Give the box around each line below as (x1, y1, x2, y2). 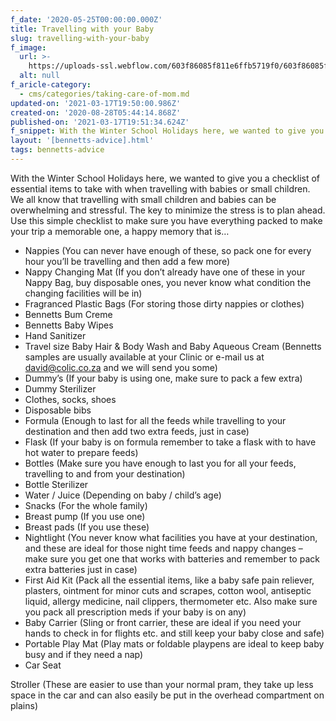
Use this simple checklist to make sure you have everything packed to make (10, 214, 323, 226)
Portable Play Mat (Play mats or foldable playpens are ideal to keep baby (24, 637, 325, 650)
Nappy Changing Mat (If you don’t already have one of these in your (24, 266, 306, 278)
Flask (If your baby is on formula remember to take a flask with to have (24, 436, 317, 448)
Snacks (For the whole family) (24, 499, 148, 511)
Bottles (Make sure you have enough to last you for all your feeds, (24, 457, 297, 469)
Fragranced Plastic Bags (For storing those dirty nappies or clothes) (24, 297, 305, 310)
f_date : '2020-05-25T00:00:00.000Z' (10, 14, 163, 25)
